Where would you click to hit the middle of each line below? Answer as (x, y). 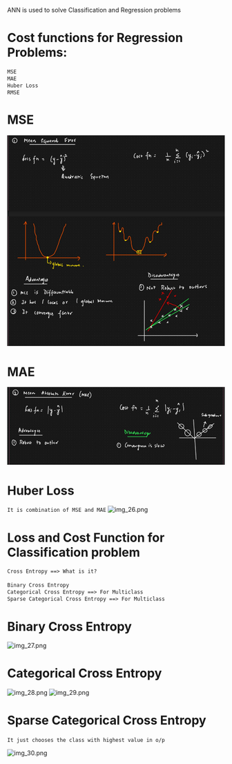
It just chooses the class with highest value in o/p (86, 741)
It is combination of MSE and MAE (57, 510)
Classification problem (74, 552)
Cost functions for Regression (95, 38)
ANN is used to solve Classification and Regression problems (94, 10)
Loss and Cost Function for (86, 537)
